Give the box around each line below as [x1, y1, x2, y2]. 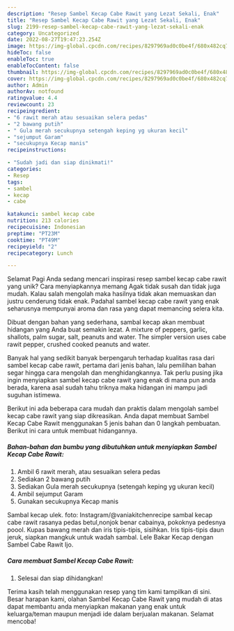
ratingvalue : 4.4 [7, 95, 58, 102]
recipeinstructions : [7, 147, 68, 154]
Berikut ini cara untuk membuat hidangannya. [7, 426, 138, 435]
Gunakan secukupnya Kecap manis [17, 497, 119, 506]
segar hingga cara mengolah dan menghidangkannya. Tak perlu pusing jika [7, 369, 223, 377]
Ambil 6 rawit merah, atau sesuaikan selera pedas [17, 468, 161, 476]
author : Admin [7, 82, 49, 89]
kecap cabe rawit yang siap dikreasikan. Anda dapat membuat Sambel [7, 412, 210, 420]
